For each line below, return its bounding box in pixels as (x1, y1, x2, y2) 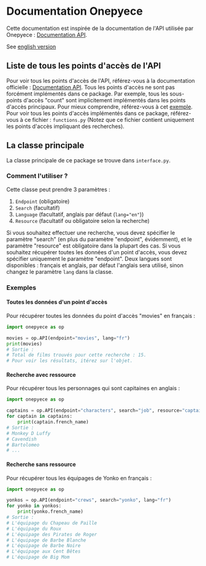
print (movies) (6, 341, 43, 347)
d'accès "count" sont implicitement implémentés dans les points (23, 96, 186, 104)
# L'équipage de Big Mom (6, 554, 70, 560)
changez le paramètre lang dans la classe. (6, 268, 113, 275)
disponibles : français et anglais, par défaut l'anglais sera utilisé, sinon (6, 262, 184, 269)
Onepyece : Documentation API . (6, 31, 88, 38)
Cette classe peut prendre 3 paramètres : (6, 186, 110, 193)
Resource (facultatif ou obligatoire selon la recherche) (15, 217, 150, 224)
